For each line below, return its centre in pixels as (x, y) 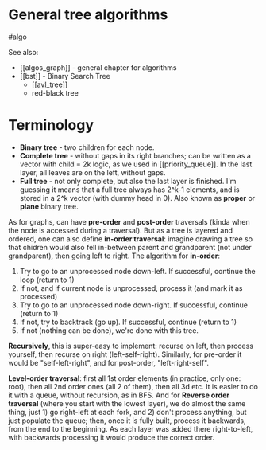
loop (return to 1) (47, 280)
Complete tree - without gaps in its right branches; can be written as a (135, 155)
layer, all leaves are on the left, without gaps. (93, 172)
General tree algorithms (88, 15)
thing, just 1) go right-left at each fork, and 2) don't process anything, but (128, 412)
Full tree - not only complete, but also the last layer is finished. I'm (128, 181)
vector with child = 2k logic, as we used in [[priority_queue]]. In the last (136, 164)
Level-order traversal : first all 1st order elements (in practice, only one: (125, 378)
